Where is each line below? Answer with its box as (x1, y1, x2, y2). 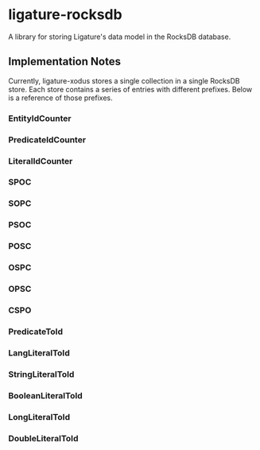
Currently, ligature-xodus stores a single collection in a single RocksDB (8, 76, 240, 85)
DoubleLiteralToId (8, 433, 79, 444)
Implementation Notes (8, 55, 122, 68)
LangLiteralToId (8, 347, 70, 359)
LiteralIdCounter (8, 155, 73, 166)
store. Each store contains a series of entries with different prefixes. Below (8, 84, 253, 94)
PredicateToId (8, 326, 64, 337)
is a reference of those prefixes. (8, 93, 113, 103)
